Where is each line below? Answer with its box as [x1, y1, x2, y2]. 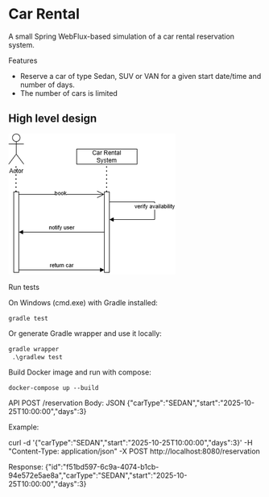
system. [8, 39, 35, 49]
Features [8, 56, 38, 65]
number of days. [19, 80, 75, 89]
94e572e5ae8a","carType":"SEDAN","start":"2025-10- [8, 470, 188, 480]
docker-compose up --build [8, 383, 99, 391]
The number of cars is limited [19, 88, 118, 97]
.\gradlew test [11, 353, 63, 361]
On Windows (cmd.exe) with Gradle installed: [8, 297, 159, 307]
